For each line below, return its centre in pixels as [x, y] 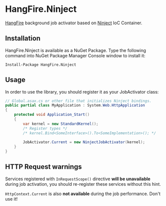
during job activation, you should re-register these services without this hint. [83, 184]
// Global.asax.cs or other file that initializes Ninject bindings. [79, 101]
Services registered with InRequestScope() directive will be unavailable [78, 179]
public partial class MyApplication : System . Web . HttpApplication [75, 105]
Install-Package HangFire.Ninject [41, 65]
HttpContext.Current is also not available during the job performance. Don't [83, 194]
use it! [11, 199]
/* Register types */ [45, 128]
